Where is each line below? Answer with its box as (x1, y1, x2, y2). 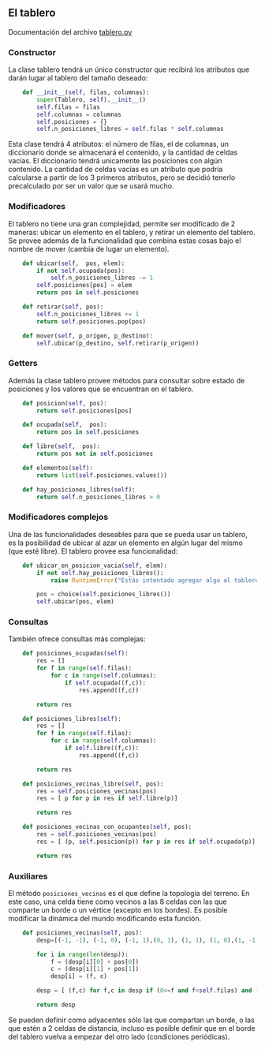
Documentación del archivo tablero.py (8, 27, 132, 36)
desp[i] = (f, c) (50, 972, 108, 980)
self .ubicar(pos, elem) (36, 598, 114, 606)
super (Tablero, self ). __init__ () (36, 95, 147, 103)
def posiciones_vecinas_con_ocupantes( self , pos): (22, 823, 192, 831)
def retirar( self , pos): (22, 303, 104, 311)
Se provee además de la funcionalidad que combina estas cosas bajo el (8, 236, 241, 245)
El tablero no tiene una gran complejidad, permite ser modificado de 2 (8, 218, 236, 228)
